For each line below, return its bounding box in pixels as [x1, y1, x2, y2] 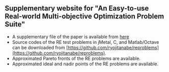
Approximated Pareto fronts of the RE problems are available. [12, 55, 141, 61]
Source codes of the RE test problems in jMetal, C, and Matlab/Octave [12, 39, 159, 45]
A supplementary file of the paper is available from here [12, 33, 129, 40]
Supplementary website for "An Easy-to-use [5, 4, 149, 13]
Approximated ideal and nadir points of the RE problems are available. [12, 61, 159, 67]
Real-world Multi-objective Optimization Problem [5, 12, 164, 21]
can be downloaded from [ [12, 44, 68, 51]
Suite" [5, 20, 25, 29]
